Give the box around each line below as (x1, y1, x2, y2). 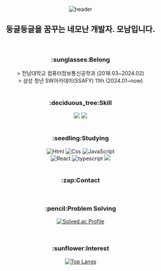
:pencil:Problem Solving (45, 204, 116, 213)
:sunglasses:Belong (51, 55, 110, 64)
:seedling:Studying (52, 134, 109, 142)
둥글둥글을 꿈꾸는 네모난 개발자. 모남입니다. (5, 24, 156, 35)
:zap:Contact (61, 176, 100, 184)
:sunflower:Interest (51, 244, 110, 253)
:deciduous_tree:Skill (49, 99, 112, 107)
